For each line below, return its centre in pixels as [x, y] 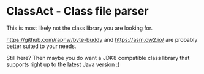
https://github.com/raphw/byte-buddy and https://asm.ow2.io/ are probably [102, 39]
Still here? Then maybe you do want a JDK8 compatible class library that [98, 58]
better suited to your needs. [41, 46]
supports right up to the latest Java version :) [63, 64]
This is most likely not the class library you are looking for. [80, 28]
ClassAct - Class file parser [77, 11]
